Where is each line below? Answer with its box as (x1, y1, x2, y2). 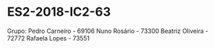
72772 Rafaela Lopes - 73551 (7, 34, 90, 42)
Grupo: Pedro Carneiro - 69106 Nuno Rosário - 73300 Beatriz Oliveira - (7, 27, 209, 35)
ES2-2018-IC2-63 (7, 4, 111, 20)
